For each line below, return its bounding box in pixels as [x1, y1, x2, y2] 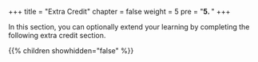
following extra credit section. [8, 31, 106, 40]
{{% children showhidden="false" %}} [8, 46, 134, 55]
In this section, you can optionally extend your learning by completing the [8, 22, 250, 31]
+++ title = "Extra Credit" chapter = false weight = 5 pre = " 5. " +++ [8, 7, 231, 16]
